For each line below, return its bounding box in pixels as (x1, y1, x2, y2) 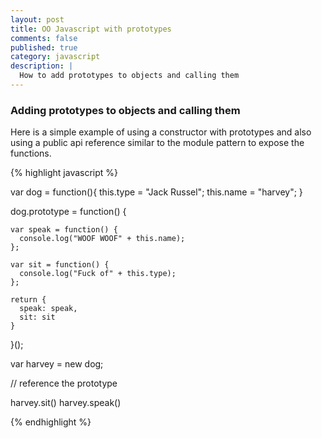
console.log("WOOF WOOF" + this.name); (19, 234, 186, 244)
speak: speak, (19, 304, 78, 314)
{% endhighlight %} (10, 416, 92, 428)
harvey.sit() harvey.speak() (10, 397, 122, 409)
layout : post (10, 14, 65, 25)
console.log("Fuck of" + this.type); (19, 269, 177, 279)
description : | (10, 61, 74, 71)
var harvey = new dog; (10, 358, 104, 370)
